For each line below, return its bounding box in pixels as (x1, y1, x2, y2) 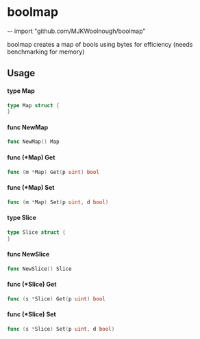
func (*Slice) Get (7, 280, 57, 289)
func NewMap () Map (7, 138, 60, 145)
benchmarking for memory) (7, 47, 85, 56)
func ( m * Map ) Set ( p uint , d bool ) (7, 199, 109, 206)
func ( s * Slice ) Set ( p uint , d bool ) (7, 325, 115, 332)
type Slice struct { (7, 228, 66, 236)
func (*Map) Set (7, 184, 55, 192)
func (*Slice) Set (7, 310, 56, 318)
